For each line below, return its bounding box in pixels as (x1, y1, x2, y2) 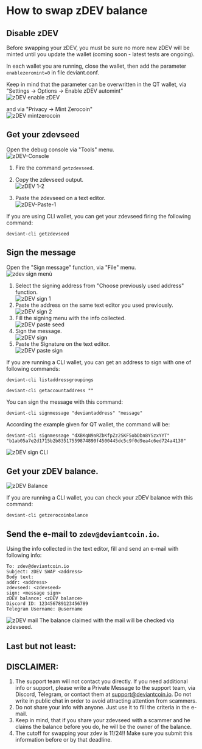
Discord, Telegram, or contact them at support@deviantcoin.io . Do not (15, 690, 192, 698)
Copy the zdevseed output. (15, 176, 84, 183)
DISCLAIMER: (6, 662, 59, 672)
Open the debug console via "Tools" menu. (6, 146, 114, 153)
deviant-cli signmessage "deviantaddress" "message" (6, 410, 143, 416)
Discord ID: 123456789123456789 (6, 601, 88, 607)
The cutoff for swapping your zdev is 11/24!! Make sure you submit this (15, 729, 193, 737)
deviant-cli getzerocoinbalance (6, 512, 88, 518)
